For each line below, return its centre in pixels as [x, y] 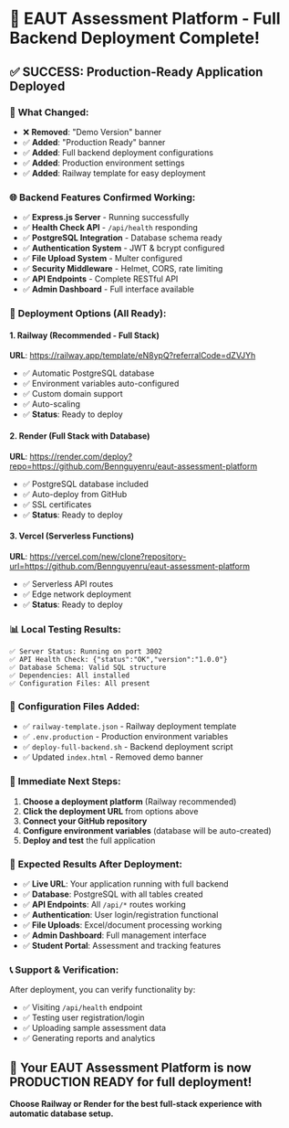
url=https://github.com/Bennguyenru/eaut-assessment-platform [130, 566]
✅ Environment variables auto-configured [101, 384]
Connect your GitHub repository [85, 821]
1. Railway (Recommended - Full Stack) [84, 335]
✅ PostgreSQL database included [85, 484]
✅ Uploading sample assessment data [94, 1028]
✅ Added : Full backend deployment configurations [118, 152]
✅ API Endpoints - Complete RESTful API [100, 279]
